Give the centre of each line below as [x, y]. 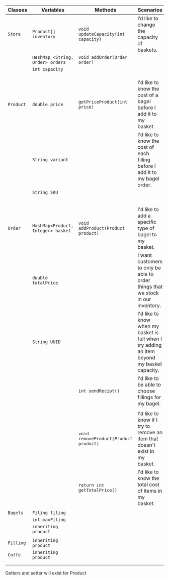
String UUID [46, 342]
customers [150, 262]
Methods [106, 10]
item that [148, 439]
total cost [149, 485]
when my [148, 326]
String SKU [45, 192]
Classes [18, 10]
